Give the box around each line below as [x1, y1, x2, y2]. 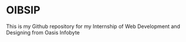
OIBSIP [6, 3, 41, 17]
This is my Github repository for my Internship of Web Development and [6, 23, 181, 30]
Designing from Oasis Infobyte [6, 29, 80, 36]
